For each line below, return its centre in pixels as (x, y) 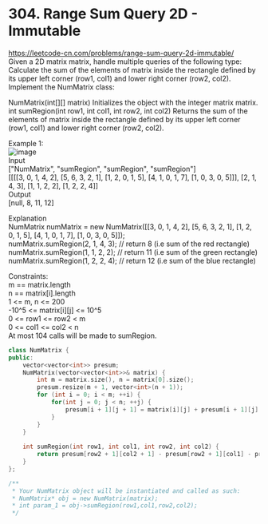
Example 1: (26, 143)
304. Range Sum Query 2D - (103, 14)
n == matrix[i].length (42, 293)
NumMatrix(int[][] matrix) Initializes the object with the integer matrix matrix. (133, 102)
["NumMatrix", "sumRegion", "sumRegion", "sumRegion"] (102, 169)
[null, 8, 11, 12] (31, 202)
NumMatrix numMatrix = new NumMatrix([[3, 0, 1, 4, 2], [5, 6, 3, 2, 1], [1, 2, (130, 226)
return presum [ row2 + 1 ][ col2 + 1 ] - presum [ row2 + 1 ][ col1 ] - (144, 455)
